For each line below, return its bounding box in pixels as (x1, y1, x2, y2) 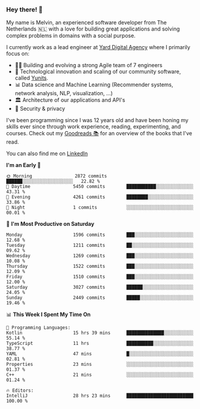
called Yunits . (14, 74, 49, 81)
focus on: (6, 50, 30, 57)
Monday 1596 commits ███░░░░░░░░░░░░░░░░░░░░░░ (6, 232, 194, 238)
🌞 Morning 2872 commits (6, 173, 107, 179)
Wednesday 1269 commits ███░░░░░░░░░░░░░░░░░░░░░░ (6, 253, 194, 259)
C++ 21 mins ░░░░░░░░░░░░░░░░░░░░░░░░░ (6, 372, 194, 378)
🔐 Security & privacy (14, 105, 66, 113)
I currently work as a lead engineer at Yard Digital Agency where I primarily (6, 44, 190, 51)
